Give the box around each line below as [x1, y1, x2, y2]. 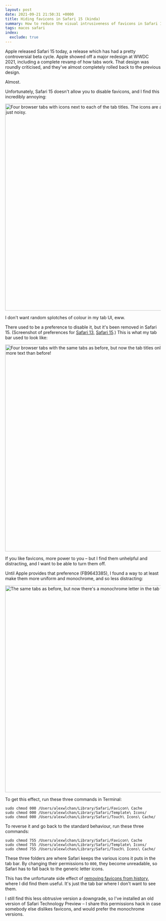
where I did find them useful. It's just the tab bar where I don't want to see [5, 880, 156, 886]
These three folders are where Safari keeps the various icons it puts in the [5, 855, 156, 861]
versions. [5, 911, 24, 917]
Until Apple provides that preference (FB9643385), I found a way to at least [5, 570, 159, 576]
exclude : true [9, 35, 39, 40]
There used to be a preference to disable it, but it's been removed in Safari [5, 324, 157, 330]
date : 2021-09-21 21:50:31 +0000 [5, 12, 74, 17]
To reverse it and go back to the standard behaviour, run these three [5, 823, 144, 829]
